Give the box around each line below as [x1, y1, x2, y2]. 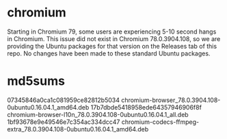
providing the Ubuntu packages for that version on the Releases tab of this [7, 42, 217, 50]
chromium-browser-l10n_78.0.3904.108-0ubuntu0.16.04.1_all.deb [7, 110, 189, 118]
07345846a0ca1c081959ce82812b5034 [7, 96, 120, 104]
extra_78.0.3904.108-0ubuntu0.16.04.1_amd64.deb [7, 125, 149, 133]
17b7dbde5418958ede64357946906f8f [90, 103, 202, 111]
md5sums [7, 73, 65, 89]
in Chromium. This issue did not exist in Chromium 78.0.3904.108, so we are [7, 34, 221, 42]
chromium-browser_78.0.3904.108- [120, 96, 221, 104]
